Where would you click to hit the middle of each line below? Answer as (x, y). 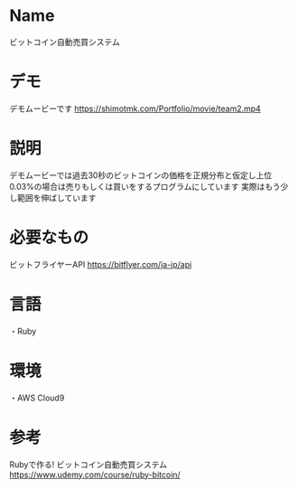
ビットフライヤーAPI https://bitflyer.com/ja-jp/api (101, 264)
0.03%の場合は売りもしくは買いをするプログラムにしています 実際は (137, 186)
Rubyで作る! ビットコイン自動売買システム (88, 464)
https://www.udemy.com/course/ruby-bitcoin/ (95, 475)
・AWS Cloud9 (37, 398)
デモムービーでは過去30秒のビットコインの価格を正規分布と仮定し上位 (141, 175)
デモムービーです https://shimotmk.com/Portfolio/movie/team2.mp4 (135, 108)
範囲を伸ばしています (56, 197)
